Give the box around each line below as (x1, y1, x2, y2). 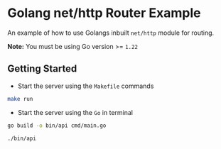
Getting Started (7, 62, 77, 75)
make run (7, 95, 33, 102)
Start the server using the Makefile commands (17, 82, 154, 90)
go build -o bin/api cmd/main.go (7, 122, 107, 129)
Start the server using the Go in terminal (17, 108, 134, 116)
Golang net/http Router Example (7, 5, 201, 21)
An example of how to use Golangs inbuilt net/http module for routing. (7, 28, 215, 37)
